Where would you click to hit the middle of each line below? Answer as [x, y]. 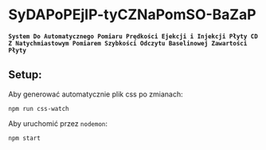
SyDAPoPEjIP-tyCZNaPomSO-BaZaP [132, 15]
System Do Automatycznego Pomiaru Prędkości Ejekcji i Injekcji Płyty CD [133, 36]
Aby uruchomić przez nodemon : [58, 123]
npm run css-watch [39, 109]
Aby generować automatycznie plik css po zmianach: [96, 94]
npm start [25, 138]
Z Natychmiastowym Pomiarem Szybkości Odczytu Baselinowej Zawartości [128, 43]
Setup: [25, 75]
